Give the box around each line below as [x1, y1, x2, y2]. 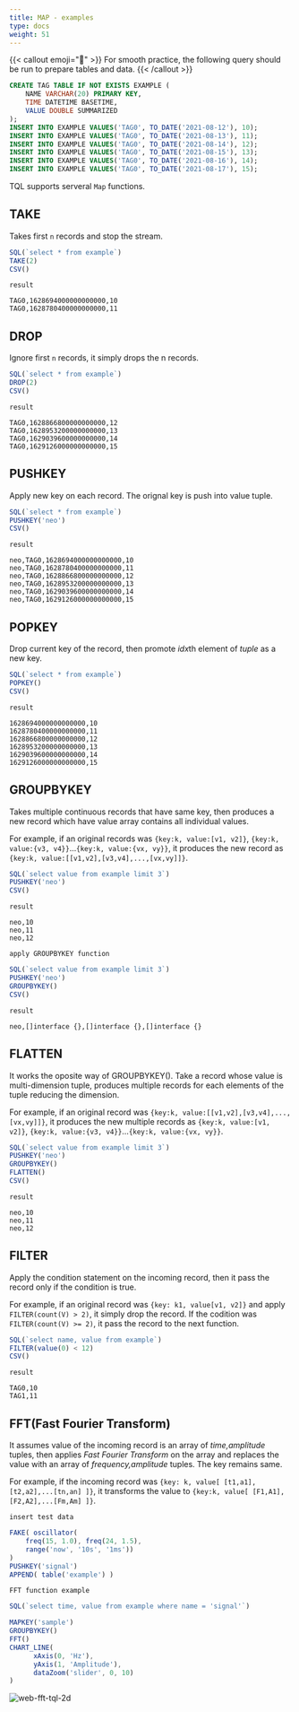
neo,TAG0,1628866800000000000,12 [9, 571, 134, 581]
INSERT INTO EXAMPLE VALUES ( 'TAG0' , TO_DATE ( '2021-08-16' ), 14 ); [9, 156, 258, 166]
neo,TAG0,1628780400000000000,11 [9, 564, 134, 573]
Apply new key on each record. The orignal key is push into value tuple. [9, 490, 273, 500]
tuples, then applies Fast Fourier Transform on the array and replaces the [9, 1449, 279, 1460]
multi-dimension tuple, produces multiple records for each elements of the [9, 1080, 285, 1091]
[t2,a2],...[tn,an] [9, 1488, 82, 1497]
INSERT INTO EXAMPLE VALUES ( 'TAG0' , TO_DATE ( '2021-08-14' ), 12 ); [9, 140, 258, 149]
